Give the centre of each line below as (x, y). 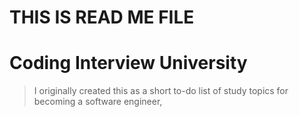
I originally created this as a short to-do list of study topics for (161, 91)
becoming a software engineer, (98, 102)
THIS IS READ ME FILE (102, 17)
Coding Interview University (128, 63)
